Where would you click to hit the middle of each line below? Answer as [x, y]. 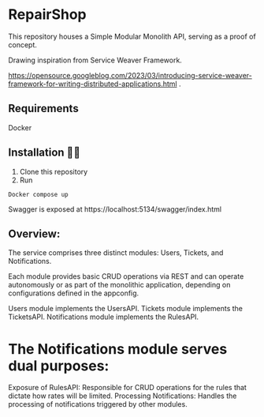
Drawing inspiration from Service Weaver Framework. [95, 60]
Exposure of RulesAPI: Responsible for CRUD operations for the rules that [127, 388]
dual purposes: [59, 366]
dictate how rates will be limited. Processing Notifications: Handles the [123, 396]
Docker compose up [38, 194]
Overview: [34, 233]
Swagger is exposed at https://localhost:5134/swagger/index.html [115, 209]
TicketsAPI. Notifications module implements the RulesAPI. [104, 317]
